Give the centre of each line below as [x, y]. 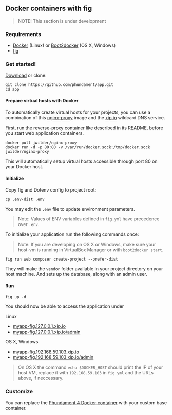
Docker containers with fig [49, 8]
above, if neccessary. [41, 378]
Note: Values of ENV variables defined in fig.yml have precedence [89, 219]
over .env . [28, 224]
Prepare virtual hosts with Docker [42, 101]
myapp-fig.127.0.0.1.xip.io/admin [46, 332]
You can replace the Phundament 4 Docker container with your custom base [86, 403]
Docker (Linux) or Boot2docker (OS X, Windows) [64, 45]
